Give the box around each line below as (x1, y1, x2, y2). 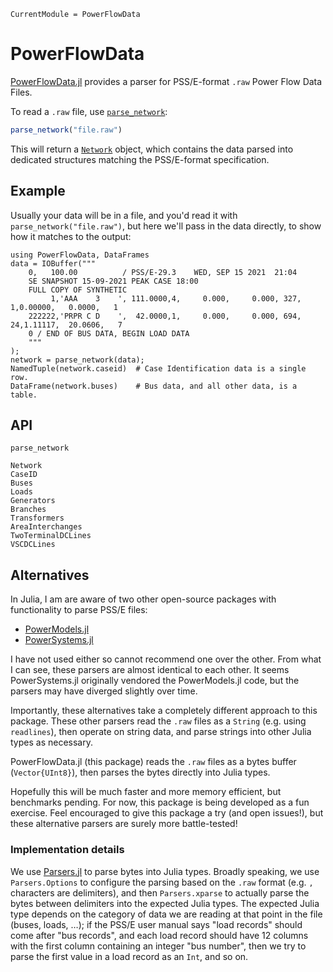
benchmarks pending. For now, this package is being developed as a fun (10, 796, 310, 809)
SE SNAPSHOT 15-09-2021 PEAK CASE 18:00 (28, 276, 199, 286)
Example (10, 183, 66, 200)
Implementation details (10, 843, 125, 857)
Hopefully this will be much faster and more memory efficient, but (10, 786, 282, 798)
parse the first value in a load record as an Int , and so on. (10, 950, 249, 962)
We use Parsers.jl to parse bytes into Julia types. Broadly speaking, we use (10, 865, 320, 877)
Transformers (10, 513, 65, 524)
